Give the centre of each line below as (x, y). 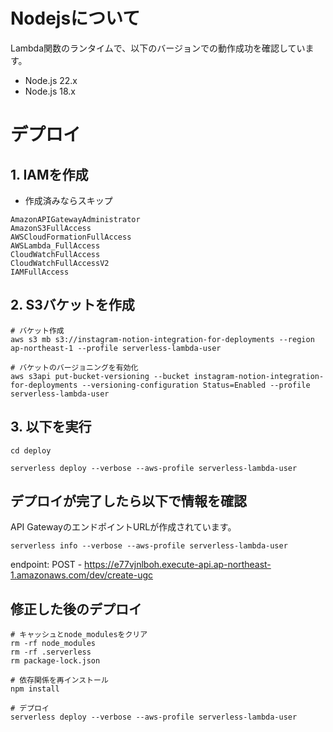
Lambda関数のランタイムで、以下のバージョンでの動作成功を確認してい (158, 48)
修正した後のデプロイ (76, 609)
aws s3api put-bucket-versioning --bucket (100, 376)
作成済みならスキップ (68, 200)
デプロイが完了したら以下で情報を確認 (128, 500)
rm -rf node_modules (53, 644)
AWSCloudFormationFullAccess (71, 237)
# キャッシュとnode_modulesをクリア (79, 635)
